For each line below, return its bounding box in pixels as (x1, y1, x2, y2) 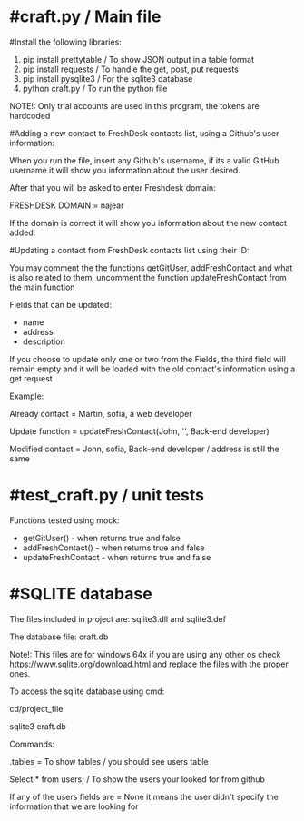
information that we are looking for (9, 801, 139, 812)
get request (9, 372, 53, 383)
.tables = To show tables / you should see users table (9, 756, 209, 767)
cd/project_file (9, 703, 64, 714)
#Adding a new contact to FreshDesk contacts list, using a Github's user (9, 127, 279, 138)
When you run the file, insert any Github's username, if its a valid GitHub (9, 154, 279, 165)
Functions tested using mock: (9, 515, 120, 526)
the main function (9, 282, 75, 292)
